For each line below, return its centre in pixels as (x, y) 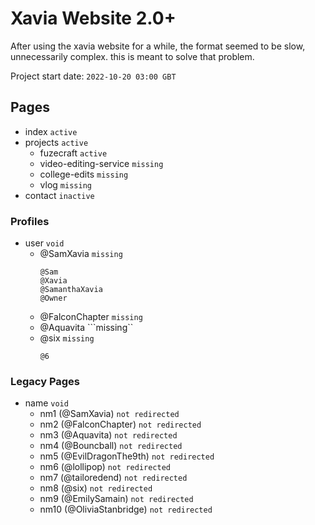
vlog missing (65, 184)
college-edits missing (84, 174)
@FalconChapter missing (91, 317)
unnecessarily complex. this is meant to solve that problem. (132, 56)
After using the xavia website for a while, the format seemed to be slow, (158, 46)
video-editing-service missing (101, 163)
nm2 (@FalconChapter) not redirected (120, 424)
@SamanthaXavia (71, 290)
